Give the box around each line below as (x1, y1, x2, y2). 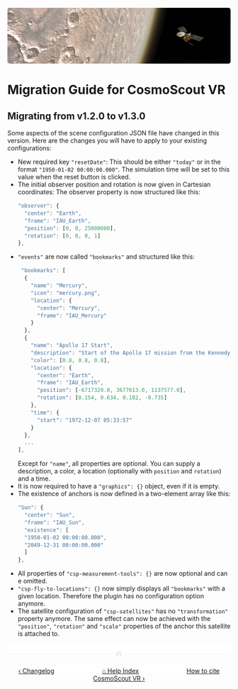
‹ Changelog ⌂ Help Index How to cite (18, 667, 220, 676)
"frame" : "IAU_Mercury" (36, 312, 108, 319)
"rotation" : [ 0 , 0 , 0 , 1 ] (24, 232, 101, 240)
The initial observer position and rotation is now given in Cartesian (17, 180, 211, 189)
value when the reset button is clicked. (17, 173, 131, 181)
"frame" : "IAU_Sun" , (24, 519, 85, 526)
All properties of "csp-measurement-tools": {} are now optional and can (17, 569, 228, 578)
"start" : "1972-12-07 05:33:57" (36, 416, 132, 424)
